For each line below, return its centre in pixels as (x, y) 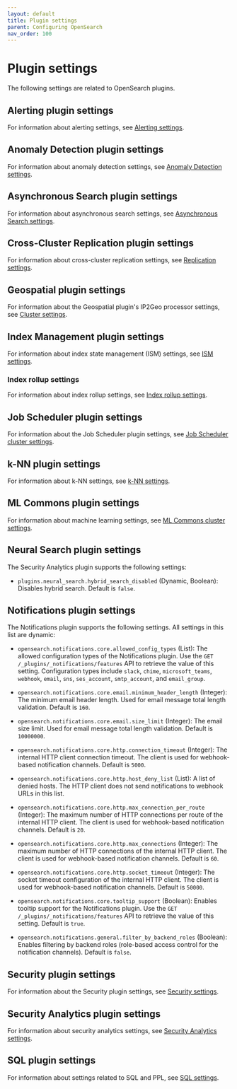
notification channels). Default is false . (75, 953)
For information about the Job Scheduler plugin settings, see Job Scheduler (118, 434)
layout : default (31, 14)
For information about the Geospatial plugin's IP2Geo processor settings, (114, 307)
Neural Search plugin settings (74, 550)
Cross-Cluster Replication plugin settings (101, 244)
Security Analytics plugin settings (84, 1014)
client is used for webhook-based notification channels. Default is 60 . (118, 858)
